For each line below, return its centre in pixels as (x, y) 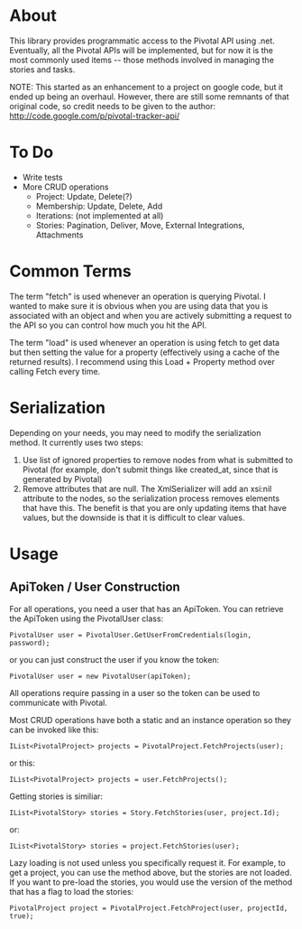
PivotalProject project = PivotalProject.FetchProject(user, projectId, (149, 908)
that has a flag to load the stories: (72, 891)
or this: (23, 763)
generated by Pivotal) (62, 478)
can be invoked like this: (54, 729)
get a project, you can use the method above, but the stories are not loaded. (151, 872)
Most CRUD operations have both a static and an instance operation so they (150, 720)
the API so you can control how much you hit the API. (108, 325)
